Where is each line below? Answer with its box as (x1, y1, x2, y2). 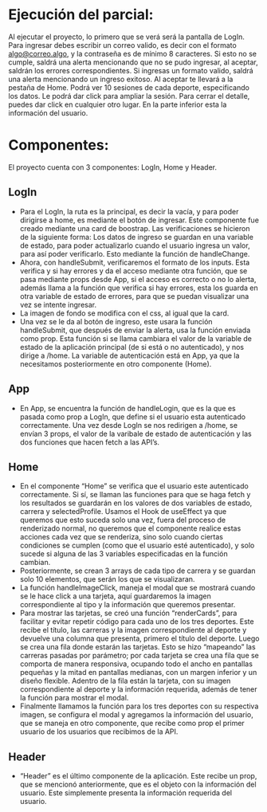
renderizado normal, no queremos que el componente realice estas (19, 524, 241, 533)
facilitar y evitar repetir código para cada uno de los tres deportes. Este (19, 617, 254, 626)
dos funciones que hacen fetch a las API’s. (19, 437, 160, 447)
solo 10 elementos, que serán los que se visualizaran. (19, 575, 195, 584)
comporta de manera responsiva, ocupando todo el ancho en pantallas (19, 659, 253, 669)
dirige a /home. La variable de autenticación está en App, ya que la (19, 351, 240, 360)
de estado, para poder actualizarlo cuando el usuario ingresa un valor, (19, 241, 250, 250)
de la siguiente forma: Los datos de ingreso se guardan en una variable (19, 232, 253, 241)
